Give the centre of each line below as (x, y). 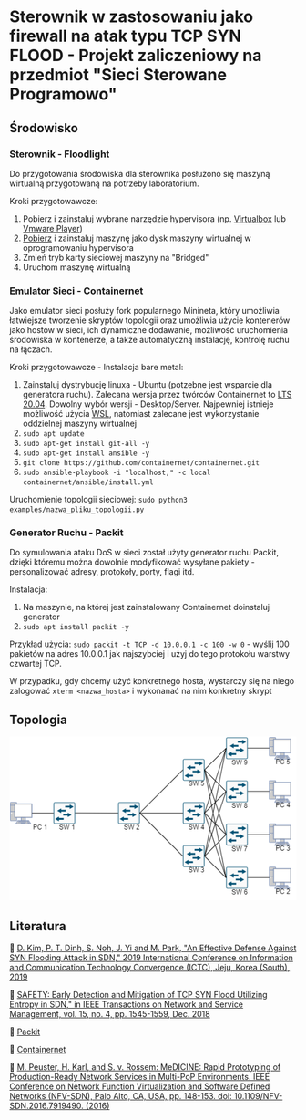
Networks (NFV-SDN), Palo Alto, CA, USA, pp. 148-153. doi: (121, 1096)
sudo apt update (53, 434)
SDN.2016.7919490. (46, 1106)
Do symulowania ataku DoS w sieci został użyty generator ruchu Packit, (144, 553)
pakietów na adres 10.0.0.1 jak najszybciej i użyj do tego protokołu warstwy (149, 654)
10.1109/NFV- (258, 1096)
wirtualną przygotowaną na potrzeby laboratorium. (104, 183)
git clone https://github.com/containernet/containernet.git (141, 463)
